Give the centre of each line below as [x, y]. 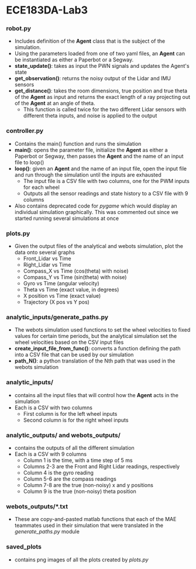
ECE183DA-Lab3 [47, 10]
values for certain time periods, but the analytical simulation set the [96, 336]
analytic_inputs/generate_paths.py [57, 317]
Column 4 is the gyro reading [58, 473]
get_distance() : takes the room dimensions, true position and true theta [101, 91]
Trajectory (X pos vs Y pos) [56, 302]
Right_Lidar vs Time [47, 265]
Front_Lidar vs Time [47, 258]
